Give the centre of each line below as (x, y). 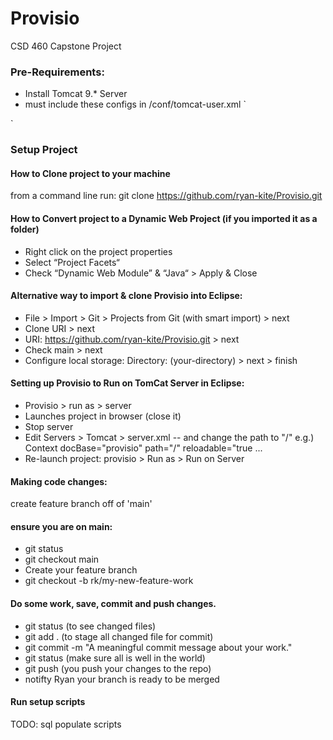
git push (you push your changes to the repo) (118, 668)
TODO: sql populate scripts (66, 724)
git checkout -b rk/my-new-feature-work (109, 581)
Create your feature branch (81, 570)
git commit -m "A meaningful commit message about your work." (158, 647)
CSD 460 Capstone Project (66, 46)
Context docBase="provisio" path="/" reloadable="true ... (143, 448)
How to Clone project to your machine (90, 173)
